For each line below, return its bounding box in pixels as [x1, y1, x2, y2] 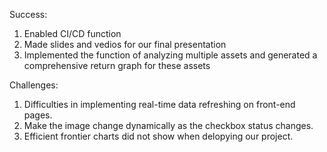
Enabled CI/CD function [23, 28, 122, 39]
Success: [9, 9, 48, 20]
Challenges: [9, 79, 59, 91]
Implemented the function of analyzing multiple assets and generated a [23, 49, 318, 61]
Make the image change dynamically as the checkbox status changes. [23, 120, 314, 131]
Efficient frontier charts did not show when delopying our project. [23, 130, 294, 142]
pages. [23, 109, 53, 121]
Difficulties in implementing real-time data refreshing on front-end [23, 99, 296, 110]
